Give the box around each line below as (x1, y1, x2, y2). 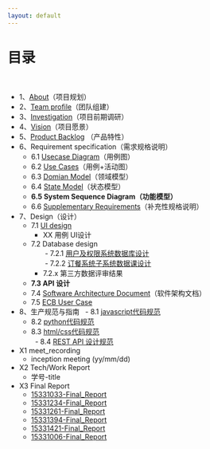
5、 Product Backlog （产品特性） (18, 132, 129, 141)
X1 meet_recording (18, 345, 81, 355)
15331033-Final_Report (30, 389, 107, 399)
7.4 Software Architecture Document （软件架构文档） (30, 288, 207, 297)
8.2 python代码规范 (30, 317, 95, 326)
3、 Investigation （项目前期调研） (18, 112, 129, 121)
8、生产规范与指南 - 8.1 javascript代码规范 (18, 306, 161, 316)
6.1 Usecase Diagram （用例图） (30, 152, 135, 161)
